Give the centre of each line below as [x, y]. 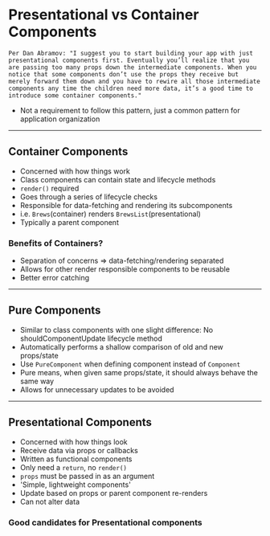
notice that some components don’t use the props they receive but [124, 74]
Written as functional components [76, 459]
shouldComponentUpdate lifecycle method [91, 338]
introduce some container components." [75, 95]
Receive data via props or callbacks [79, 450]
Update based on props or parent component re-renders [114, 493]
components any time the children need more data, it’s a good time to [131, 88]
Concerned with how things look [74, 442]
